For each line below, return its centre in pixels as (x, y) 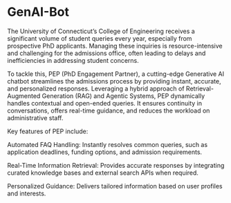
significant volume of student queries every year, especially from (100, 38)
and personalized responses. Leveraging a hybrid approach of (96, 88)
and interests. (27, 193)
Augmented (24, 96)
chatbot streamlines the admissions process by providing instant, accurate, (114, 81)
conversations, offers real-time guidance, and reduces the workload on (109, 110)
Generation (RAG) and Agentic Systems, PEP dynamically (123, 96)
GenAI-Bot (38, 12)
